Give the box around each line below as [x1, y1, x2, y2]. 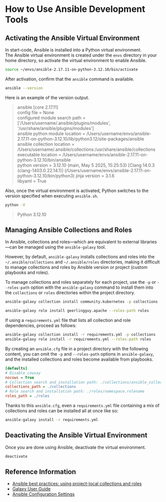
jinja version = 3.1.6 [76, 173, 115, 179]
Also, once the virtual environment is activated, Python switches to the [5, 188, 149, 193]
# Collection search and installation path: [5, 379, 98, 385]
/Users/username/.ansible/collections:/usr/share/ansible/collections [17, 146, 156, 152]
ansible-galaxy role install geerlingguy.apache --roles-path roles [5, 309, 149, 314]
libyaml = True [17, 178, 47, 184]
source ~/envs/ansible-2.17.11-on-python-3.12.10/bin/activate [5, 67, 138, 72]
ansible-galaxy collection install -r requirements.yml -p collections [5, 332, 156, 337]
